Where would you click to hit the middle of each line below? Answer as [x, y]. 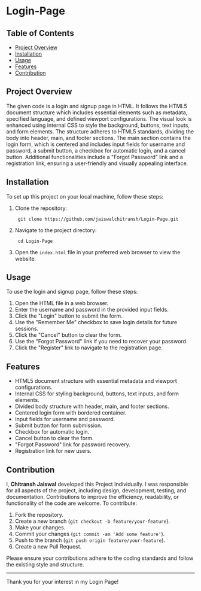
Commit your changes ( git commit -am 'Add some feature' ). [90, 534]
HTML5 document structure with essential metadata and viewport [96, 381]
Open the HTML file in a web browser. [62, 303]
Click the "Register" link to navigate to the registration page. [89, 348]
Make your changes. [40, 528]
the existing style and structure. [45, 565]
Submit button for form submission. [59, 425]
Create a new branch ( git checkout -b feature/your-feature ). [92, 521]
